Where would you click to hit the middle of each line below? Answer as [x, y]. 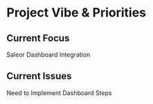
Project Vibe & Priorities [76, 13]
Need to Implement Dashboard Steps [59, 93]
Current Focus [38, 38]
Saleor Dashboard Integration [48, 54]
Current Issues [39, 76]
